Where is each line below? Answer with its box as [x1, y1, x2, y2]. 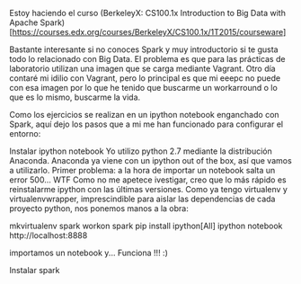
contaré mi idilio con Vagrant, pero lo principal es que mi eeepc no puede [9, 73, 281, 84]
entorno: [9, 129, 41, 138]
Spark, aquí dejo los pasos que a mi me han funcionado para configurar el [9, 119, 284, 129]
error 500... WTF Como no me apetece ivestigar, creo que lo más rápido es [9, 174, 287, 185]
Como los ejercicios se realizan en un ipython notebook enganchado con [9, 110, 280, 120]
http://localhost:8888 [9, 230, 88, 241]
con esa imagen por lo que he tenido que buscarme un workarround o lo [9, 83, 279, 93]
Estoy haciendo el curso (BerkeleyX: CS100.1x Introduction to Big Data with [9, 8, 286, 18]
